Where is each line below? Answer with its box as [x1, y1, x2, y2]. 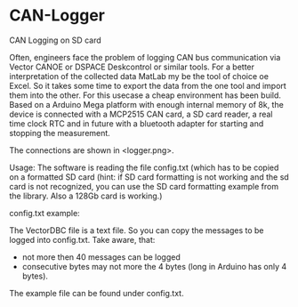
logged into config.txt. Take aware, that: [9, 234, 156, 245]
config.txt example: [9, 207, 80, 218]
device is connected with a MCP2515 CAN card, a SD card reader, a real [9, 109, 273, 119]
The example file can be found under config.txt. [9, 287, 184, 298]
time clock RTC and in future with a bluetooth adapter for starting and [9, 117, 264, 129]
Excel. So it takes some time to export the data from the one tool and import [9, 80, 286, 91]
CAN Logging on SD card [9, 35, 101, 45]
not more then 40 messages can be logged [21, 251, 181, 263]
